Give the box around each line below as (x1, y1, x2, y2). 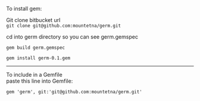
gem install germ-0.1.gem (6, 55, 70, 61)
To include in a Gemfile (6, 71, 62, 78)
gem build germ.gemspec (6, 45, 65, 50)
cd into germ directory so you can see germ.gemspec (6, 33, 139, 40)
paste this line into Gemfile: (6, 77, 73, 84)
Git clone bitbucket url (6, 17, 61, 23)
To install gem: (6, 5, 42, 12)
